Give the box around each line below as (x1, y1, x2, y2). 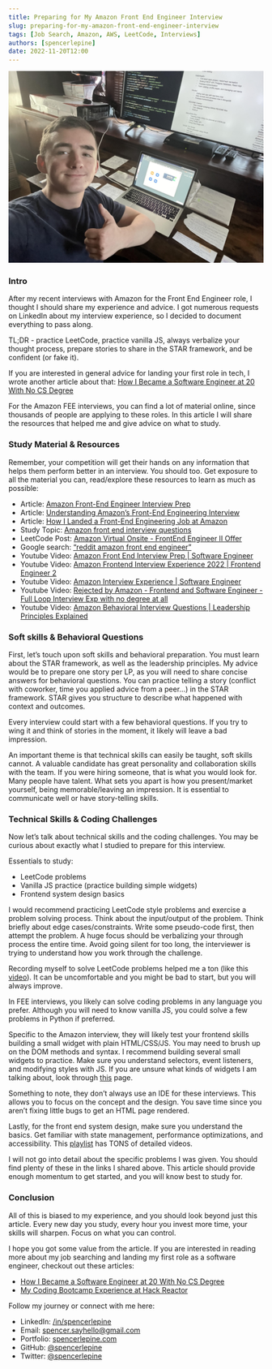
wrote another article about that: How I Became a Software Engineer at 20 (8, 377, 255, 387)
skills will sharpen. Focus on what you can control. (8, 1228, 176, 1238)
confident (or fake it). (8, 353, 79, 363)
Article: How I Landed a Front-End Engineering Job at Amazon (19, 516, 228, 526)
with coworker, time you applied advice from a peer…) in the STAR (8, 684, 229, 694)
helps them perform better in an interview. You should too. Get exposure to (8, 466, 257, 476)
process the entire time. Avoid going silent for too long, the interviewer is (8, 940, 251, 949)
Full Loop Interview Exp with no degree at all (19, 593, 168, 604)
